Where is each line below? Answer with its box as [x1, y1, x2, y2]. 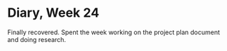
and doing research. [7, 35, 66, 43]
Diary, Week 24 [7, 5, 99, 21]
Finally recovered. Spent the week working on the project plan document [7, 28, 221, 36]
